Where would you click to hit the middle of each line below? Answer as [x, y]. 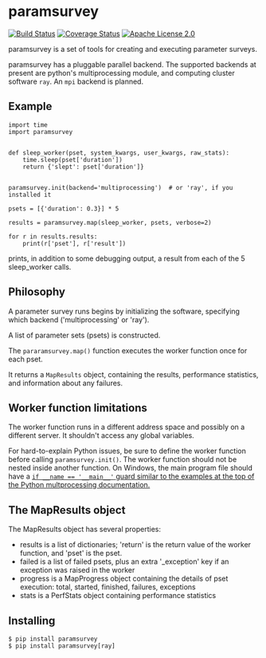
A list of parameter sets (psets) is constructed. [84, 335]
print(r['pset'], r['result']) [74, 243]
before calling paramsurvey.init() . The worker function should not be [123, 459]
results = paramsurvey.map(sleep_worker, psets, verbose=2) [110, 223]
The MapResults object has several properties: [85, 530]
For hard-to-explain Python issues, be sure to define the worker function [127, 451]
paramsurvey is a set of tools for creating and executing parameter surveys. [133, 49]
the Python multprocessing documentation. [79, 485]
